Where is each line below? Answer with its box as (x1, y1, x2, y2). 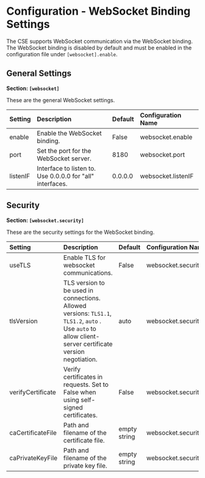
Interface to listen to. (36, 164, 96, 173)
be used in (63, 286, 93, 294)
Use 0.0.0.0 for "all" (36, 171, 95, 180)
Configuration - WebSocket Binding (6, 4, 191, 18)
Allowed (63, 301, 87, 310)
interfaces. (36, 179, 68, 188)
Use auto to (63, 324, 96, 333)
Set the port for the (36, 146, 92, 155)
